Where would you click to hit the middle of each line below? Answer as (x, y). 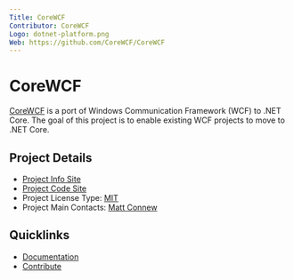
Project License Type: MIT (70, 198)
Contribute (42, 266)
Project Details (51, 158)
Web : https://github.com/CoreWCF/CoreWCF (87, 42)
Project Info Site (52, 179)
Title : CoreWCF (37, 17)
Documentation (50, 256)
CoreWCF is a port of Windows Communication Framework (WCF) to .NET (146, 111)
